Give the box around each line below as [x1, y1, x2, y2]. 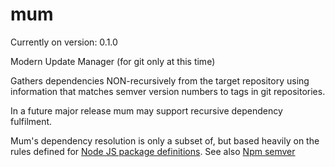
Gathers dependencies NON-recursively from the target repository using [10, 74, 310, 87]
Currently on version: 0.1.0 [10, 36, 118, 48]
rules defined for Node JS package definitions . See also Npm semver [10, 145, 296, 157]
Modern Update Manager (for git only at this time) [10, 55, 216, 67]
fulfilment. [10, 115, 53, 127]
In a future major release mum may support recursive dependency [10, 104, 283, 117]
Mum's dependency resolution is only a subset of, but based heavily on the [10, 134, 320, 147]
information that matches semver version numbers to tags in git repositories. [10, 85, 326, 97]
